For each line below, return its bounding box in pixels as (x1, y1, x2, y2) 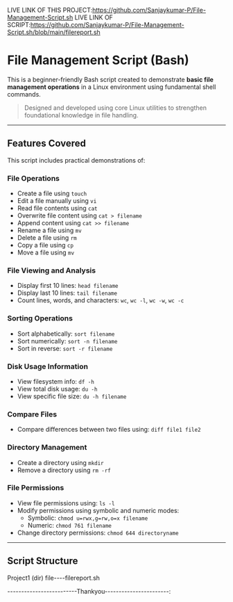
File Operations (7, 173, 60, 183)
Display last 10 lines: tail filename (17, 288, 118, 298)
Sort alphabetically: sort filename (17, 330, 115, 338)
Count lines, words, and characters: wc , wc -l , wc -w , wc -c (17, 296, 184, 304)
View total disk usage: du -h (17, 384, 98, 393)
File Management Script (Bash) (7, 52, 189, 68)
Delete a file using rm (17, 234, 78, 242)
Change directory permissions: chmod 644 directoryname (17, 528, 179, 537)
